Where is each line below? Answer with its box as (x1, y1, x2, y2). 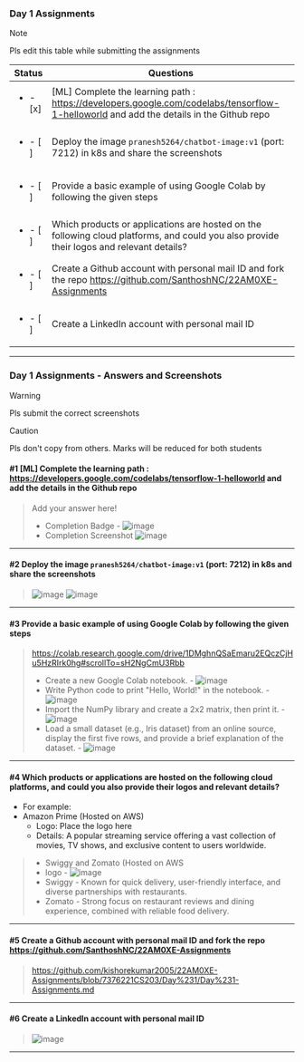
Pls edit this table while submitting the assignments (9, 45, 201, 56)
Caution (9, 425, 39, 436)
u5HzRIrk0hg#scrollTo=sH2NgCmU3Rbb (31, 658, 185, 669)
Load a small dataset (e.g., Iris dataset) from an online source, (44, 723, 277, 734)
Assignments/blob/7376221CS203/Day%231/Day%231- (31, 974, 240, 985)
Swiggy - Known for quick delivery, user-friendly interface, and (44, 877, 281, 888)
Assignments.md (31, 984, 95, 995)
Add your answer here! (31, 502, 118, 514)
